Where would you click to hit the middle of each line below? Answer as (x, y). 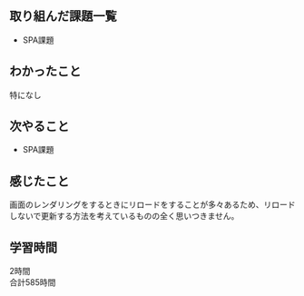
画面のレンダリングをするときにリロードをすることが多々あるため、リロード (152, 205)
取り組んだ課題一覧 (63, 16)
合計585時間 (33, 282)
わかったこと (45, 71)
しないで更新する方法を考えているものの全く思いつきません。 (124, 216)
